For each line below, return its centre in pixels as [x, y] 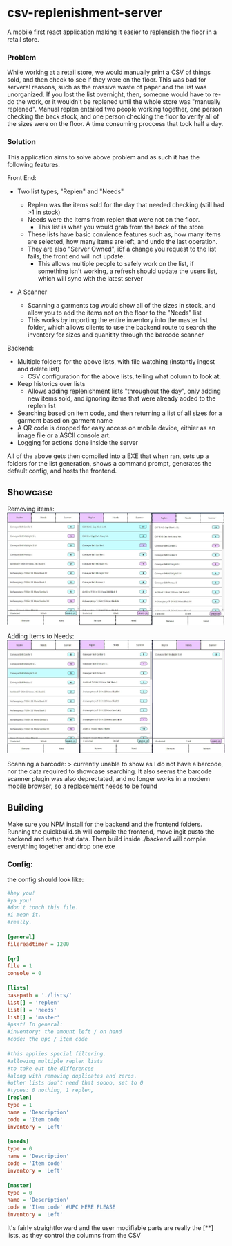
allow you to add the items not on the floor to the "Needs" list [114, 313]
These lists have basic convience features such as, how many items [124, 234]
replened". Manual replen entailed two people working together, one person [115, 109]
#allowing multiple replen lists [55, 1061]
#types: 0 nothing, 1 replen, [51, 1090]
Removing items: [31, 509]
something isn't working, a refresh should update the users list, [127, 271]
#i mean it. [24, 915]
